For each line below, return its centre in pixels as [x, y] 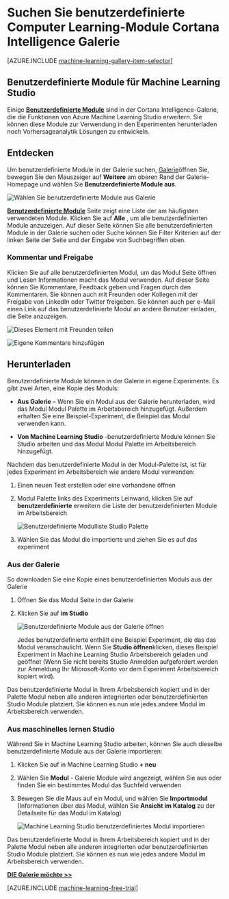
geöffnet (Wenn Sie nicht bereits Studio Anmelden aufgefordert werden [118, 661]
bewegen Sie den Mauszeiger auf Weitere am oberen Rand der [96, 177]
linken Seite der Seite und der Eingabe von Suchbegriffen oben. [97, 240]
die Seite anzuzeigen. [38, 316]
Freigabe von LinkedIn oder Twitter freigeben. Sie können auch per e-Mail [111, 301]
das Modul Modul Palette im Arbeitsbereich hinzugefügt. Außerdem [112, 409]
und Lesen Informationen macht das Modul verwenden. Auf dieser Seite [108, 280]
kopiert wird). [36, 676]
